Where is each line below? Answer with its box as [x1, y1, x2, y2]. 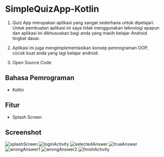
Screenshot [5, 128, 42, 136]
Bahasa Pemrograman [5, 74, 75, 82]
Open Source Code [12, 59, 52, 65]
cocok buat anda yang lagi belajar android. [12, 50, 99, 56]
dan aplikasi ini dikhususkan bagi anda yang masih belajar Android [12, 30, 147, 36]
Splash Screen [12, 114, 42, 120]
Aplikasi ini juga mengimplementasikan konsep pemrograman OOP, [12, 45, 149, 51]
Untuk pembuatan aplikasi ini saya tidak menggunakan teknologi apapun [12, 25, 160, 30]
